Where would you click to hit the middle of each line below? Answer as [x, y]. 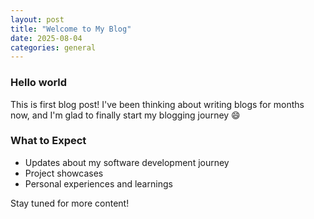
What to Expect [48, 141]
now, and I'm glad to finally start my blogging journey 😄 [125, 115]
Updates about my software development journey [127, 162]
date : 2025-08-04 [46, 38]
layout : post [37, 19]
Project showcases [64, 173]
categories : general [53, 47]
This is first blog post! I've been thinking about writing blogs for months [157, 104]
